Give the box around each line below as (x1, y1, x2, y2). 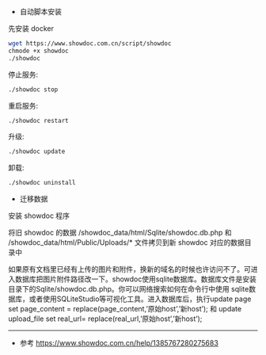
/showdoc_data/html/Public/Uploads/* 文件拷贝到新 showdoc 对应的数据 (8, 238, 245, 247)
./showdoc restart (8, 116, 69, 124)
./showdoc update (8, 147, 66, 156)
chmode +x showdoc (8, 47, 69, 55)
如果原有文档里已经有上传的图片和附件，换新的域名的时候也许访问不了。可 (8, 265, 251, 274)
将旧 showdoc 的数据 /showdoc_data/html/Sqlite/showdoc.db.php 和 (8, 228, 232, 238)
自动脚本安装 (19, 7, 62, 16)
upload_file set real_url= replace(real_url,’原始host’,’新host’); (8, 314, 203, 323)
